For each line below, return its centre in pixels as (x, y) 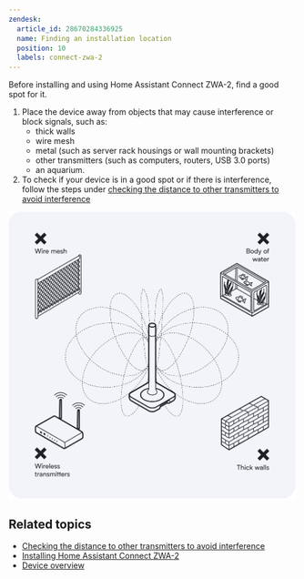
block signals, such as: (65, 122)
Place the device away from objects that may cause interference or (147, 112)
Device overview (53, 565)
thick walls (55, 131)
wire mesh (55, 141)
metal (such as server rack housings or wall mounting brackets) (155, 151)
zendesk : (25, 19)
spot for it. (28, 95)
